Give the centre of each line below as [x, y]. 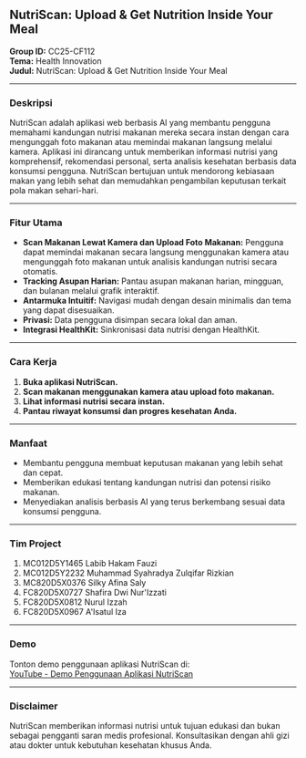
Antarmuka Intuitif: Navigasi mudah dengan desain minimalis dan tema [157, 301]
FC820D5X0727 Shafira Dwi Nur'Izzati [94, 593]
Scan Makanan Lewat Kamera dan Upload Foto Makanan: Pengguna [153, 243]
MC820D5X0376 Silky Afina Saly [84, 583]
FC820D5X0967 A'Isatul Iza [75, 612]
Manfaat [29, 443]
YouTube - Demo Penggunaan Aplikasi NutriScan [102, 673]
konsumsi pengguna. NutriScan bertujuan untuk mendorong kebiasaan [142, 171]
